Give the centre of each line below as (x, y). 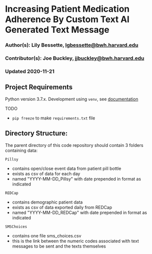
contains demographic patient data (47, 202)
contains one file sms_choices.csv (47, 235)
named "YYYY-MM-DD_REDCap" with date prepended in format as (80, 212)
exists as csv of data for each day (46, 173)
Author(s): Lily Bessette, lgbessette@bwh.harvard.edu (72, 45)
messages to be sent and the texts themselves (59, 246)
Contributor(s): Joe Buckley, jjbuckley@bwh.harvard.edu (75, 58)
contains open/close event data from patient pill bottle (66, 168)
